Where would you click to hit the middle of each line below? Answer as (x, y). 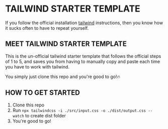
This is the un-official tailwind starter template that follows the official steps (83, 56)
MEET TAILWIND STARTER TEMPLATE (66, 44)
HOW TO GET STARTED (43, 93)
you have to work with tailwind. (37, 67)
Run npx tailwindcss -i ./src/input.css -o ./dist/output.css (79, 110)
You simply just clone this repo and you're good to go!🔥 (63, 77)
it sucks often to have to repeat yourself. (47, 28)
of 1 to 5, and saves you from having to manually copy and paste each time (82, 61)
